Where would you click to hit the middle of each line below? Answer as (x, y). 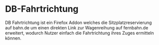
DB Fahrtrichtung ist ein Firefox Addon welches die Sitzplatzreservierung (79, 22)
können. (13, 38)
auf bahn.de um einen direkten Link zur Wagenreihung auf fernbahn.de (77, 27)
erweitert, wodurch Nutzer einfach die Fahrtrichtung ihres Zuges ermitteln (79, 33)
